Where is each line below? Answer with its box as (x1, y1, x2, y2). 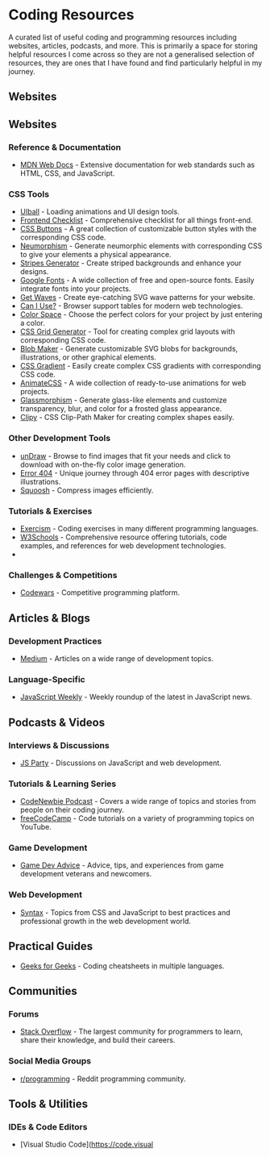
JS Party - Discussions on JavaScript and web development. (19, 758, 222, 768)
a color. (19, 318, 46, 328)
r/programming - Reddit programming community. (19, 1074, 186, 1084)
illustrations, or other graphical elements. (19, 352, 157, 362)
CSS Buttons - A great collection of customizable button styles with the (19, 224, 257, 234)
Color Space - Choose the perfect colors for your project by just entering (19, 310, 263, 319)
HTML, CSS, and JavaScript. (19, 169, 115, 178)
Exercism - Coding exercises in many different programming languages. (19, 523, 260, 533)
